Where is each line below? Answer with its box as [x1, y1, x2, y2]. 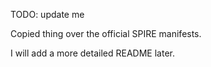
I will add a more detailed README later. [10, 47, 175, 59]
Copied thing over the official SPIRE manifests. [10, 28, 202, 39]
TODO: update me [10, 9, 85, 20]
